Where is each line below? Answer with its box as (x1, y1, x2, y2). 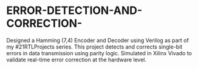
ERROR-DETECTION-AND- (6, 4, 143, 18)
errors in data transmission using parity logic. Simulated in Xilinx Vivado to (6, 49, 193, 56)
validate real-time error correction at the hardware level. (6, 56, 147, 63)
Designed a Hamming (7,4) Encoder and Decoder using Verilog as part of (6, 36, 189, 44)
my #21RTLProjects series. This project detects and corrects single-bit (6, 43, 183, 50)
